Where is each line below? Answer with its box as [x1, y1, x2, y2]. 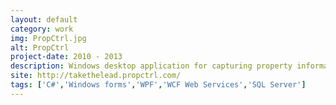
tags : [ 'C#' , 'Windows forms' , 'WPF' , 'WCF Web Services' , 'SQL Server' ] [10, 80, 307, 90]
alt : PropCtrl [10, 42, 70, 53]
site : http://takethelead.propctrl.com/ [10, 71, 182, 81]
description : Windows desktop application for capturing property [10, 61, 293, 71]
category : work [10, 24, 74, 34]
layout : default [10, 14, 78, 25]
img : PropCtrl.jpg [10, 33, 87, 43]
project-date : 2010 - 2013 [10, 52, 123, 62]
